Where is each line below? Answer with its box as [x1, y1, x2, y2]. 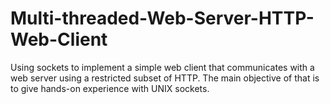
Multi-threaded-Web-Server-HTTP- [10, 7, 315, 30]
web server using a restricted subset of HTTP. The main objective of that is [10, 72, 320, 84]
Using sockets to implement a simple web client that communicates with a [10, 61, 315, 73]
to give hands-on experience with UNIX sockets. [10, 82, 210, 94]
